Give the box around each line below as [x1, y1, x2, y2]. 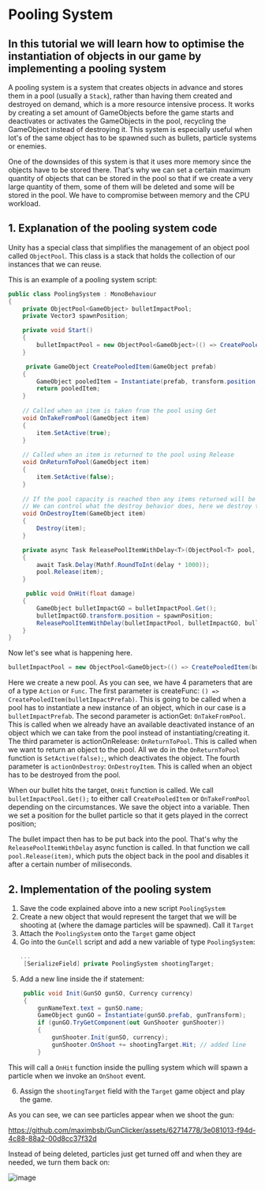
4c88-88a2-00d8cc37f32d [8, 1133, 97, 1143]
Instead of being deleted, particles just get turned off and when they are [8, 1149, 242, 1158]
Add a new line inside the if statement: [19, 974, 144, 984]
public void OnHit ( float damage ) [25, 590, 136, 598]
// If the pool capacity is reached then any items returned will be [22, 495, 256, 503]
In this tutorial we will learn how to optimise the [8, 37, 244, 51]
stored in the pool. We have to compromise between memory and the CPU [8, 191, 250, 199]
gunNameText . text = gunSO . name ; [37, 1004, 144, 1012]
